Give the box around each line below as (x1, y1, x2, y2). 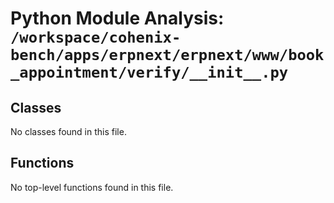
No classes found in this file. (10, 126, 127, 137)
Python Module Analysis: (10, 7, 225, 30)
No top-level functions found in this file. (10, 181, 174, 193)
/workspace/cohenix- (10, 28, 182, 47)
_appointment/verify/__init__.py (10, 63, 289, 82)
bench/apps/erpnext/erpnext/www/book (10, 46, 325, 65)
